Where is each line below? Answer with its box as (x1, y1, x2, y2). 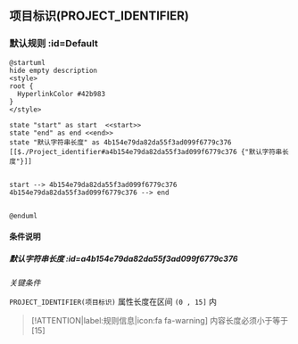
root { (9, 81, 34, 91)
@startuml (9, 58, 46, 67)
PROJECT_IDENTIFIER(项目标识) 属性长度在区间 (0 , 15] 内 (9, 297, 217, 307)
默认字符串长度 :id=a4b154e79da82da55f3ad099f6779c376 (9, 253, 238, 264)
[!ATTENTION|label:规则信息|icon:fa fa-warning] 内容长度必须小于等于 (30, 315, 288, 326)
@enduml (9, 211, 38, 220)
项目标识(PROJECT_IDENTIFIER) (9, 8, 190, 24)
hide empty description (9, 66, 98, 75)
